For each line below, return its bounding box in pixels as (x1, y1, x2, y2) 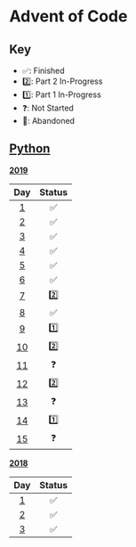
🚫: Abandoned (21, 116, 76, 126)
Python (9, 141, 51, 157)
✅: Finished (21, 65, 65, 76)
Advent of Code (9, 6, 128, 27)
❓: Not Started (21, 102, 74, 113)
